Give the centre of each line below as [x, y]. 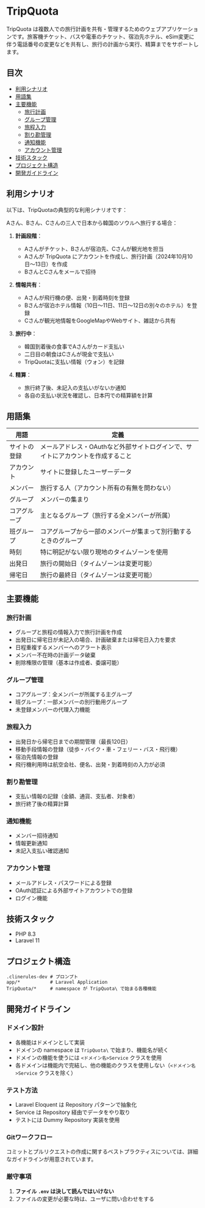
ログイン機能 [31, 898]
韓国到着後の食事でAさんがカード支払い [74, 346]
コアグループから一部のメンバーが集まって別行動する [116, 531]
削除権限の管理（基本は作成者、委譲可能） [69, 663]
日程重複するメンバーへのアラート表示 [63, 647]
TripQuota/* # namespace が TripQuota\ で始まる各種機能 [81, 989]
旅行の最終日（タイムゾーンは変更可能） [98, 575]
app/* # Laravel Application [57, 982]
